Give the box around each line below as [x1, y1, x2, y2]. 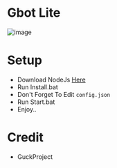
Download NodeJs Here [17, 75, 86, 84]
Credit [7, 130, 44, 146]
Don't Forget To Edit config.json [17, 90, 111, 98]
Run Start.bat [17, 98, 55, 106]
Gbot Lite [7, 5, 61, 21]
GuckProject [17, 152, 53, 161]
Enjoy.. [17, 105, 37, 113]
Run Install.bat [17, 82, 59, 91]
